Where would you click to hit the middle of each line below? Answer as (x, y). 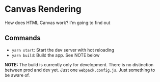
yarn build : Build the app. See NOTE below (56, 55)
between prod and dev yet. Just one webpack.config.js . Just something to (80, 70)
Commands (23, 38)
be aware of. (17, 75)
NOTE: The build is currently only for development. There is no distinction (79, 64)
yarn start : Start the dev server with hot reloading (63, 50)
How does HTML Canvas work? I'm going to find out (58, 23)
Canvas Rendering (43, 9)
